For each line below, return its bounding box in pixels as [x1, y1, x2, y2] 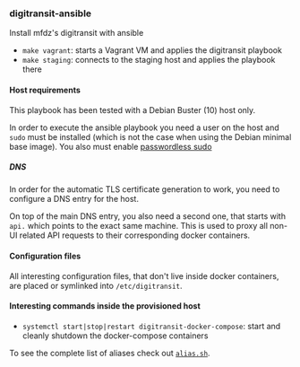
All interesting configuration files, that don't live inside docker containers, [9, 270, 279, 281]
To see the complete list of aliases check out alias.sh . [9, 347, 210, 358]
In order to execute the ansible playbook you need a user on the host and [9, 122, 279, 133]
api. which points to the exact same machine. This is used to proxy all [9, 221, 269, 232]
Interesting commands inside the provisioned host [9, 301, 201, 311]
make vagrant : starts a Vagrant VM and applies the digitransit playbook [21, 45, 282, 56]
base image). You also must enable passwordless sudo [9, 141, 212, 152]
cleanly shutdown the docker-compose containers [21, 330, 209, 341]
